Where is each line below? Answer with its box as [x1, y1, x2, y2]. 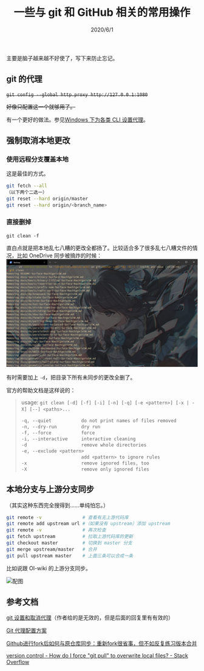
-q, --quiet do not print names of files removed [21, 417, 177, 424]
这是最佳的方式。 [6, 170, 49, 177]
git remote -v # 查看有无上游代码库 [6, 514, 129, 520]
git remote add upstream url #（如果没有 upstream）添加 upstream [6, 520, 171, 527]
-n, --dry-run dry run [21, 423, 101, 430]
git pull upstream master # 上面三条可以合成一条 [6, 553, 134, 559]
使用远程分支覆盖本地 [6, 155, 69, 164]
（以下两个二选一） [6, 189, 47, 196]
